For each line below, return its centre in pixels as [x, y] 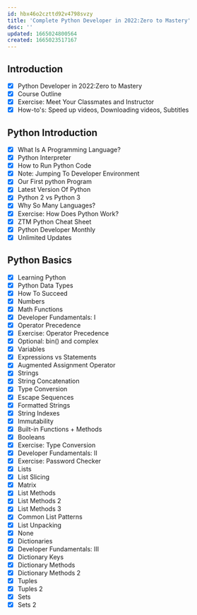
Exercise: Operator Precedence [63, 333]
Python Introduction [52, 133]
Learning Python [42, 277]
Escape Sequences [46, 397]
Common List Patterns [50, 517]
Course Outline [40, 94]
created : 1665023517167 [42, 40]
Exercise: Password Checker [59, 461]
